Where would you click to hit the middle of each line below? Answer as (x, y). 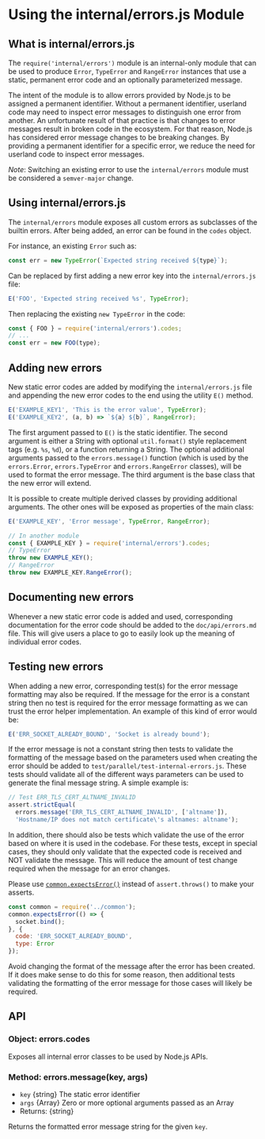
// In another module (44, 536)
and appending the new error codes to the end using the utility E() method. (131, 395)
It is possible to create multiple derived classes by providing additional (123, 498)
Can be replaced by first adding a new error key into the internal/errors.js (132, 275)
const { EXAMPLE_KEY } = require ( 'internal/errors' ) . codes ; (110, 543)
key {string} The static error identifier (80, 1094)
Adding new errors (55, 368)
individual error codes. (45, 641)
